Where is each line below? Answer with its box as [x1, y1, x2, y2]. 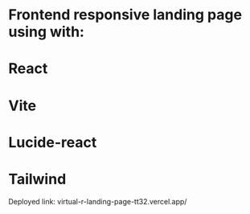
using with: [8, 23, 84, 41]
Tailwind [8, 170, 67, 188]
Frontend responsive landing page [8, 6, 243, 24]
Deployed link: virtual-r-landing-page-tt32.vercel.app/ [8, 196, 187, 206]
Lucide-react [8, 133, 97, 151]
